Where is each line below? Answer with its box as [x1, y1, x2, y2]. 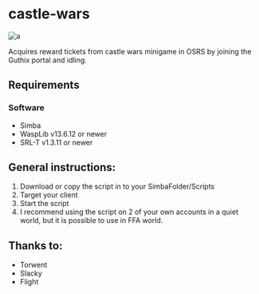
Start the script [19, 199, 69, 209]
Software [8, 102, 45, 113]
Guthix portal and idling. [8, 55, 88, 65]
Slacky [19, 268, 42, 278]
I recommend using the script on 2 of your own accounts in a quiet [19, 207, 239, 217]
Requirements [8, 78, 80, 92]
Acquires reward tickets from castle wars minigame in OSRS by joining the [8, 46, 252, 56]
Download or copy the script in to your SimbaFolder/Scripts [19, 181, 215, 192]
